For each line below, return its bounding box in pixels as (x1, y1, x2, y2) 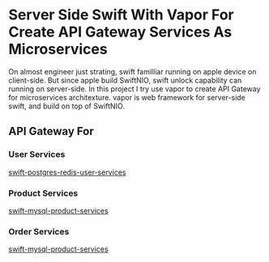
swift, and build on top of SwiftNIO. (8, 101, 126, 111)
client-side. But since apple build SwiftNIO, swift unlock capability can (8, 75, 242, 85)
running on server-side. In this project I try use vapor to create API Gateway (8, 83, 261, 94)
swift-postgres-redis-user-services (8, 167, 126, 177)
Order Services (8, 226, 70, 237)
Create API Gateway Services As (8, 23, 233, 41)
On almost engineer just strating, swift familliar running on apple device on (8, 66, 257, 76)
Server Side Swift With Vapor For (8, 6, 234, 24)
